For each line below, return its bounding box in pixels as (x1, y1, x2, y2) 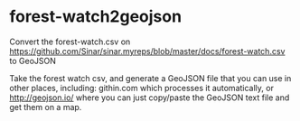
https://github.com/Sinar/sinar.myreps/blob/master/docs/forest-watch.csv (9, 45, 286, 56)
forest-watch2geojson (9, 6, 183, 27)
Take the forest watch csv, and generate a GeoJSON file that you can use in (9, 72, 292, 83)
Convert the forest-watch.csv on (9, 36, 131, 47)
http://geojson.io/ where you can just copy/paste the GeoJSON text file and (9, 92, 290, 103)
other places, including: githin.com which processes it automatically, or (9, 82, 274, 93)
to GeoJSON (9, 55, 57, 66)
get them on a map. (9, 101, 82, 112)
